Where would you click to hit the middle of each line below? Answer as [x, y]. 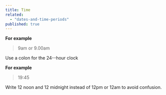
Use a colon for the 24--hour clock [42, 58]
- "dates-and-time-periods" [40, 19]
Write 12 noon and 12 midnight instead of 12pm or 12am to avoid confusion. [84, 87]
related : [14, 15]
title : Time [18, 10]
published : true [22, 24]
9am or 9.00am [34, 48]
